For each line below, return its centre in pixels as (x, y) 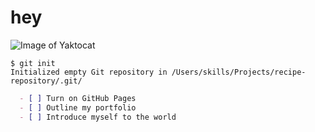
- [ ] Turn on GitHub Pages (78, 98)
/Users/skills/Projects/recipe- (239, 72)
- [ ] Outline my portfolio (78, 107)
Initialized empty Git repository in (89, 72)
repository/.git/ (46, 81)
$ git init (33, 63)
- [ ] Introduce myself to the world (98, 117)
